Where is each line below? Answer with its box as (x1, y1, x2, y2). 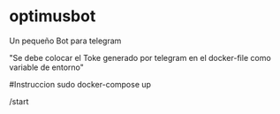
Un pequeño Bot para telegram (9, 35, 122, 46)
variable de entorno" (9, 62, 84, 72)
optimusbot (9, 6, 96, 27)
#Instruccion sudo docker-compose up (9, 79, 152, 89)
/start (9, 95, 29, 107)
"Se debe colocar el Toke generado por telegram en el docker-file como (9, 52, 271, 63)
